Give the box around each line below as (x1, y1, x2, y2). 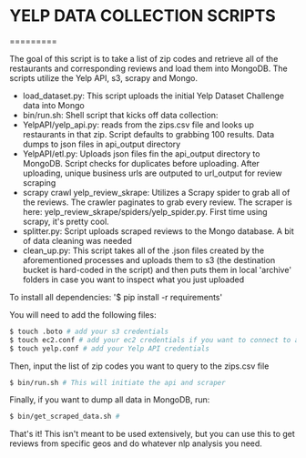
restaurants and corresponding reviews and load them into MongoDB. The (9, 63, 289, 74)
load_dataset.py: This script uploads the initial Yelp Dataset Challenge (22, 90, 285, 101)
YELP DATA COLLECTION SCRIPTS (9, 5, 276, 26)
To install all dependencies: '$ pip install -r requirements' (9, 291, 223, 302)
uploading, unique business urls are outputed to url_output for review (22, 168, 282, 178)
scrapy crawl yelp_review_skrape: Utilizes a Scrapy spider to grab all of (22, 187, 291, 198)
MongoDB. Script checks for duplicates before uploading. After (22, 158, 260, 168)
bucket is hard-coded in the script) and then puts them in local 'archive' (22, 264, 292, 275)
